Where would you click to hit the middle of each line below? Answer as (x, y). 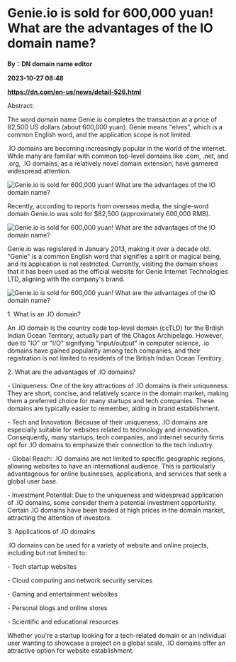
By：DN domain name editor (50, 64)
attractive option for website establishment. (71, 650)
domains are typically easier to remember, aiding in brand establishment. (113, 408)
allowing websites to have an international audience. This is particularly (112, 466)
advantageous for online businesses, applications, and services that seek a (117, 474)
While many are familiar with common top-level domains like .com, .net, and (118, 156)
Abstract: (21, 105)
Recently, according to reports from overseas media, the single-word (108, 206)
